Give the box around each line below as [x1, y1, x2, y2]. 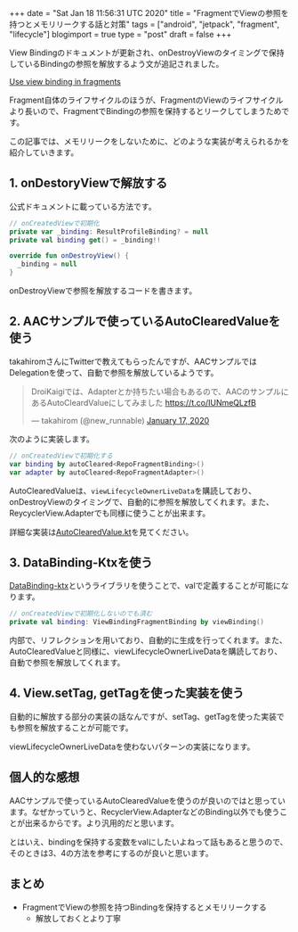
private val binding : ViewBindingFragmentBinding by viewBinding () [9, 618, 265, 627]
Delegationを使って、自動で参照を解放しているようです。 [9, 367, 219, 377]
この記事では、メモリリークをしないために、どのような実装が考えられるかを [9, 136, 290, 146]
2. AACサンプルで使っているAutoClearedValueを [9, 314, 281, 329]
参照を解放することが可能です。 [16, 722, 133, 733]
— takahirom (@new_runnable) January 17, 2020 [30, 415, 210, 425]
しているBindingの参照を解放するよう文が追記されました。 [9, 59, 224, 69]
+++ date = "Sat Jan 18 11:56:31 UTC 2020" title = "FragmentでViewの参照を [9, 8, 289, 18]
